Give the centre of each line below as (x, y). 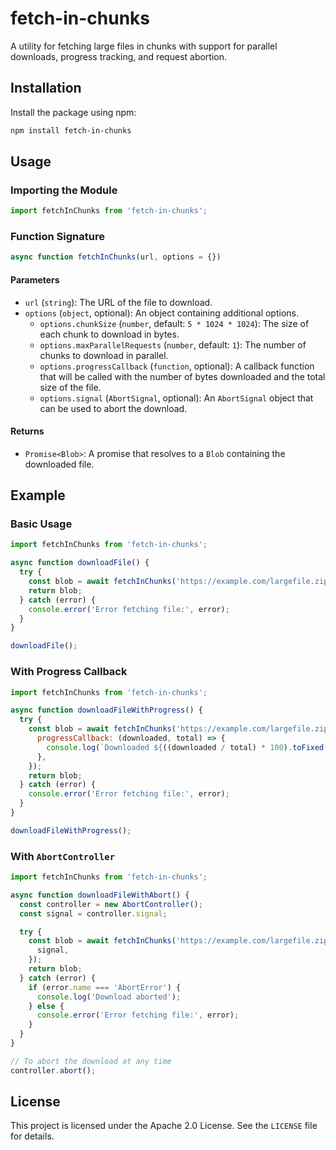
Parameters (35, 279)
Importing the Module (64, 190)
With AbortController (63, 856)
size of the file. (70, 387)
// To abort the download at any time (91, 1061)
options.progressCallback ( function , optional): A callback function (177, 366)
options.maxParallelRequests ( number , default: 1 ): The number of (173, 344)
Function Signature (57, 237)
